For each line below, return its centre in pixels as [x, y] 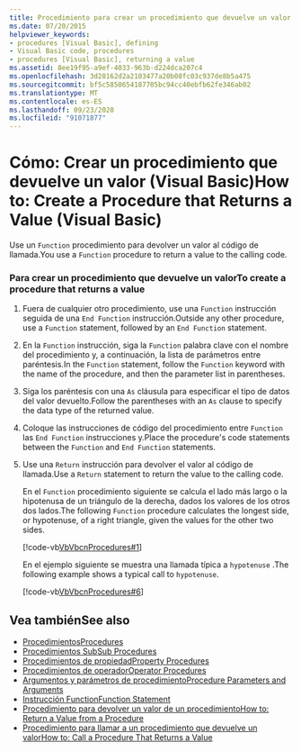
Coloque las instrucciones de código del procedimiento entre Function [152, 428]
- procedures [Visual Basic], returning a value [102, 59]
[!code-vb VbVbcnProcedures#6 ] [83, 592]
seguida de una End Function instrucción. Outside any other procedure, [153, 318]
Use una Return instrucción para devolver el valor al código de [137, 465]
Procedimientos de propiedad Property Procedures [115, 661]
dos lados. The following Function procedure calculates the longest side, [155, 511]
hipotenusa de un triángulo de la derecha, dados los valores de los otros [156, 502]
